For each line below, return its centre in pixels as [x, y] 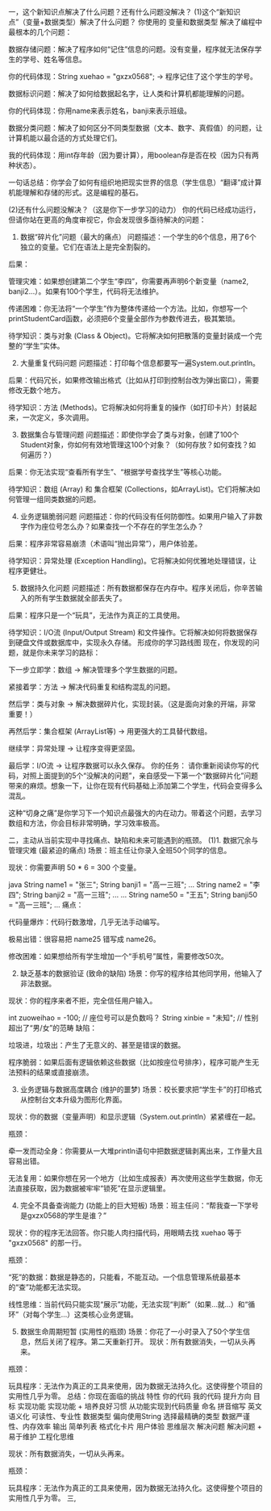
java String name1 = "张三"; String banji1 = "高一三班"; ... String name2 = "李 [134, 885]
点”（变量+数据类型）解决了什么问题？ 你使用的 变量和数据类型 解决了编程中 [135, 22]
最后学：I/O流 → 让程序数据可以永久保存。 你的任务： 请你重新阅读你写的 [130, 766]
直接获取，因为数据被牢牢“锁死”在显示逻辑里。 [93, 1188]
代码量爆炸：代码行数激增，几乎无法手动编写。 [86, 922]
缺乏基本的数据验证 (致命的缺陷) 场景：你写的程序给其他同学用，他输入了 [141, 973]
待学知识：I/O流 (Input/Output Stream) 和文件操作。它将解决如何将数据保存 [133, 632]
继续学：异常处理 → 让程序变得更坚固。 [74, 748]
